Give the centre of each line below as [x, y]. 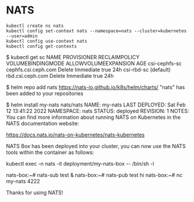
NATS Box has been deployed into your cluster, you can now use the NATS [96, 146]
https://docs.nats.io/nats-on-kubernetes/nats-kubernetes [75, 135]
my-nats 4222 [23, 181]
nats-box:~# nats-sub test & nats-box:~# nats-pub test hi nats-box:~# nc [94, 175]
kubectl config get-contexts [41, 46]
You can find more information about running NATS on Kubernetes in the [93, 117]
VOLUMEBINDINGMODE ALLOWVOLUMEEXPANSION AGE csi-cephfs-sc [94, 63]
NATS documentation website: [43, 123]
